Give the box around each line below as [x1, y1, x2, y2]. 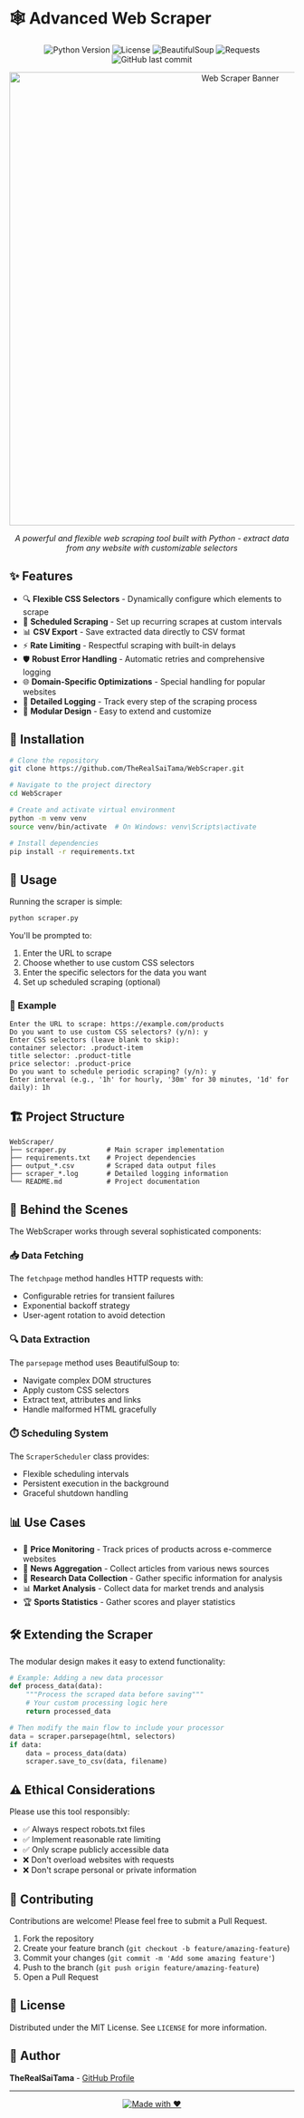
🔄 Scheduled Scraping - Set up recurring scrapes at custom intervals [22, 616, 282, 627]
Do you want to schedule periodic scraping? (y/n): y [9, 1067, 217, 1076]
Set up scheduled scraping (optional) [22, 976, 161, 987]
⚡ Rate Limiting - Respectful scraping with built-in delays [22, 639, 237, 650]
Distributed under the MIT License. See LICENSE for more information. [9, 2022, 267, 2033]
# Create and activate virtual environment [9, 805, 176, 815]
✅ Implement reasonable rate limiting [22, 1834, 161, 1845]
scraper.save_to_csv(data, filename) [25, 1757, 168, 1766]
